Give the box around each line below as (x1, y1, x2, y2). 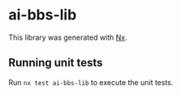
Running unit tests (8, 56, 103, 70)
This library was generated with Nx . (8, 32, 127, 42)
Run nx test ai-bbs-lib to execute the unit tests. (8, 77, 174, 87)
